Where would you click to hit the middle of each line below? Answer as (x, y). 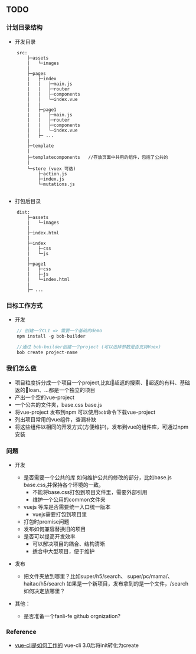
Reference (21, 632)
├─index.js (51, 179)
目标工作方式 (24, 305)
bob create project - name (47, 352)
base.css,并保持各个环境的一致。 (64, 485)
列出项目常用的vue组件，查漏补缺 (55, 419)
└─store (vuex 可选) (52, 169)
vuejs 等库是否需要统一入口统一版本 (67, 507)
